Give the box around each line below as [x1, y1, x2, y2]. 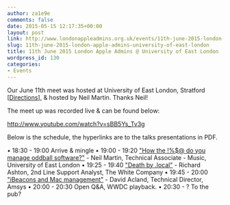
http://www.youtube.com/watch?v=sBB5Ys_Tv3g [7, 120, 145, 128]
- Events [7, 67, 32, 74]
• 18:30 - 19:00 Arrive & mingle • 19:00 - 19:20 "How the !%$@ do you [7, 146, 206, 154]
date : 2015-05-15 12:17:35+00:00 [7, 23, 103, 29]
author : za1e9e [7, 10, 51, 17]
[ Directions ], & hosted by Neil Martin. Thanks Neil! [7, 93, 149, 101]
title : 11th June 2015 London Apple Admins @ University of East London [7, 49, 219, 55]
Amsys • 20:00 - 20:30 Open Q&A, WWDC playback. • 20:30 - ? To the [7, 182, 209, 191]
